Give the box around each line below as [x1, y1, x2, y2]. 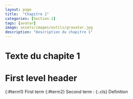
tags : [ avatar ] [5, 20, 36, 26]
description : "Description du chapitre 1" [5, 30, 93, 34]
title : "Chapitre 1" [5, 12, 49, 16]
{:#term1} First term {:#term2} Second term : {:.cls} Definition [5, 89, 128, 95]
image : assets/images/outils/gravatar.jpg [5, 25, 93, 30]
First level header [5, 73, 77, 84]
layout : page [5, 7, 32, 12]
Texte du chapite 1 [5, 50, 81, 62]
